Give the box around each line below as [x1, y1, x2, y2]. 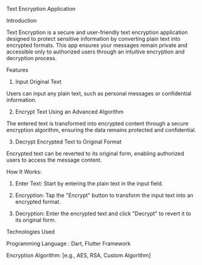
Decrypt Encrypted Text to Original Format [15, 138, 122, 145]
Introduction [6, 17, 37, 24]
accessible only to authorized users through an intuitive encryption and [6, 48, 185, 55]
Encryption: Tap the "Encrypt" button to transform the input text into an [15, 191, 193, 199]
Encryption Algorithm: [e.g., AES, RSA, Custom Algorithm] [6, 252, 151, 259]
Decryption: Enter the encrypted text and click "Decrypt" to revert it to [15, 210, 192, 217]
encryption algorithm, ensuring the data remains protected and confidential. [6, 126, 197, 133]
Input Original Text [15, 78, 62, 85]
